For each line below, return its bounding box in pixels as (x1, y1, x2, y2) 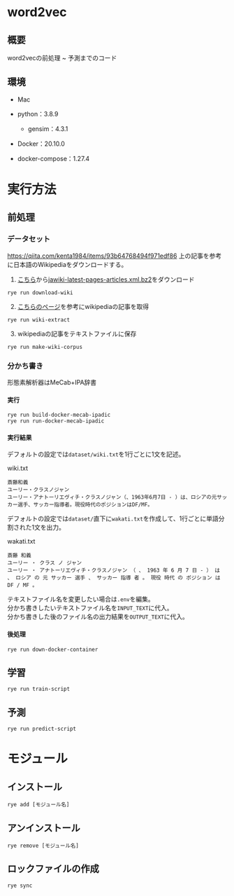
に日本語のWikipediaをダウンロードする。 (7, 260, 128, 268)
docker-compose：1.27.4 (17, 154, 90, 163)
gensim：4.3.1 (27, 124, 68, 133)
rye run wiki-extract (7, 316, 71, 323)
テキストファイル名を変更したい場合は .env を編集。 (7, 595, 155, 603)
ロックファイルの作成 (7, 863, 99, 875)
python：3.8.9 (17, 109, 59, 118)
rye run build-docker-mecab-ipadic (7, 411, 111, 419)
